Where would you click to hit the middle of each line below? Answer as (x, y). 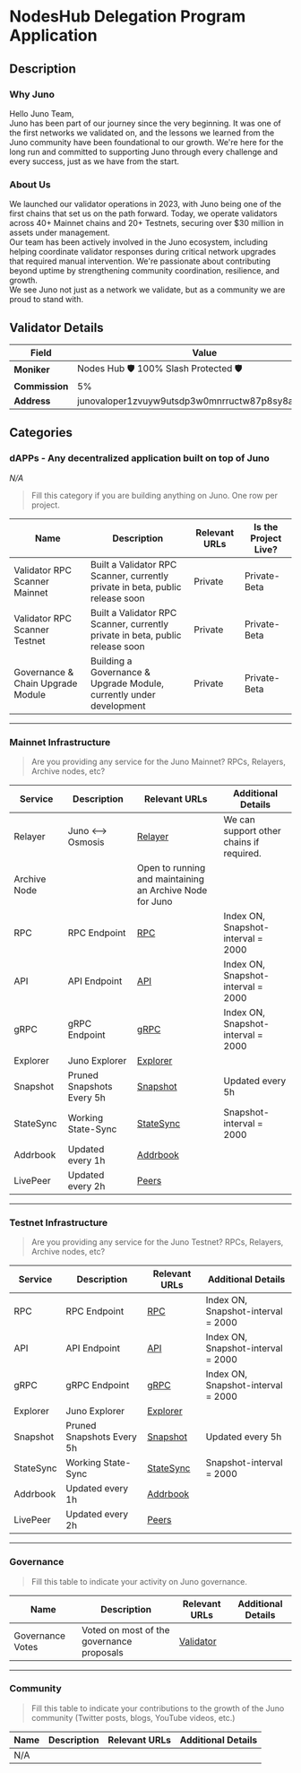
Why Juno (32, 94)
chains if (241, 842)
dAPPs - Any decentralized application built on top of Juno (140, 458)
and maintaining (171, 879)
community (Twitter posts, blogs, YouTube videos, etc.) (133, 1717)
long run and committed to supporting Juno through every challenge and (144, 152)
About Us (30, 184)
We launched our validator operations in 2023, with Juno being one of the (146, 204)
